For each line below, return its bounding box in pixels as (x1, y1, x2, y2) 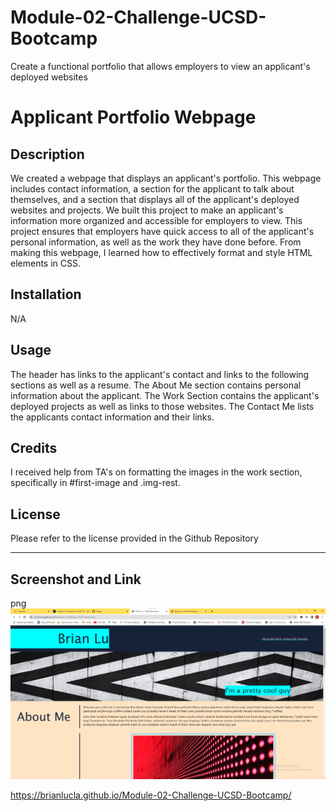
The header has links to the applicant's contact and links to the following (10, 368, 310, 380)
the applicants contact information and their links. (10, 411, 215, 423)
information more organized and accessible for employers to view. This (10, 214, 303, 226)
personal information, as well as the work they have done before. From (10, 236, 302, 248)
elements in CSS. (10, 257, 82, 269)
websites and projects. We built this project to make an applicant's (10, 204, 284, 216)
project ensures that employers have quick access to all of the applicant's (10, 225, 315, 237)
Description (10, 146, 85, 163)
